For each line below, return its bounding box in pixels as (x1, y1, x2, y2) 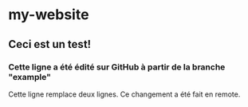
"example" (8, 71, 52, 82)
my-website (8, 6, 89, 24)
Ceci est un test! (8, 38, 92, 51)
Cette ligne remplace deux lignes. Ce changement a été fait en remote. (8, 89, 241, 99)
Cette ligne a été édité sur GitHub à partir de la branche (8, 61, 226, 73)
